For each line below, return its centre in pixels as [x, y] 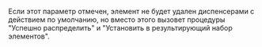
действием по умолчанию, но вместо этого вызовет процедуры [117, 20]
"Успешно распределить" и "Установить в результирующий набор [121, 28]
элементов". [29, 36]
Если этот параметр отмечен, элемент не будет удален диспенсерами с [131, 11]
